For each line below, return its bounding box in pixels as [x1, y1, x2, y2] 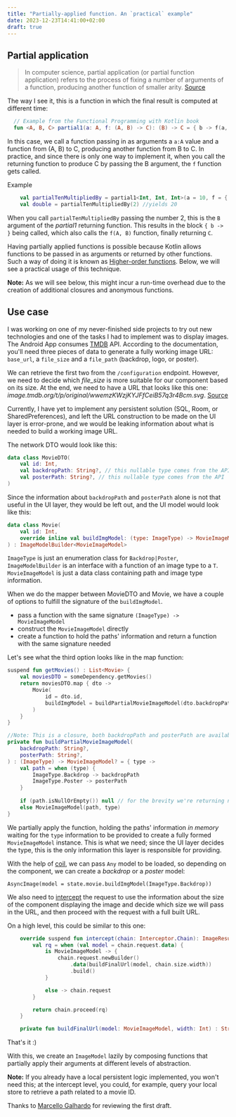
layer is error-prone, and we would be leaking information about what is [7, 419, 214, 428]
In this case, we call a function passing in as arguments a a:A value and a [7, 137, 219, 145]
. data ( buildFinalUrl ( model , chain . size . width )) [70, 961, 212, 968]
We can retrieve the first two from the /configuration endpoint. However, [7, 368, 220, 377]
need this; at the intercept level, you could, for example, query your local [7, 1080, 218, 1089]
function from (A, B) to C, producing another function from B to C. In [7, 144, 205, 153]
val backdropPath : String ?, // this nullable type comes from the [20, 467, 218, 474]
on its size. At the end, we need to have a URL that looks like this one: [7, 383, 209, 391]
